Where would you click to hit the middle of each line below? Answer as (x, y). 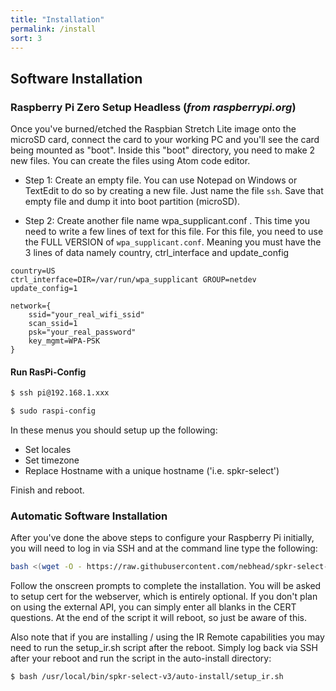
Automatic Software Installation (89, 516)
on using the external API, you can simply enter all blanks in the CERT (153, 607)
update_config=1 (44, 289)
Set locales (48, 450)
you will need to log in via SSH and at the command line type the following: (164, 548)
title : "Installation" (57, 19)
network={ (31, 306)
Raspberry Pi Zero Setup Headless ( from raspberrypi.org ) (153, 107)
